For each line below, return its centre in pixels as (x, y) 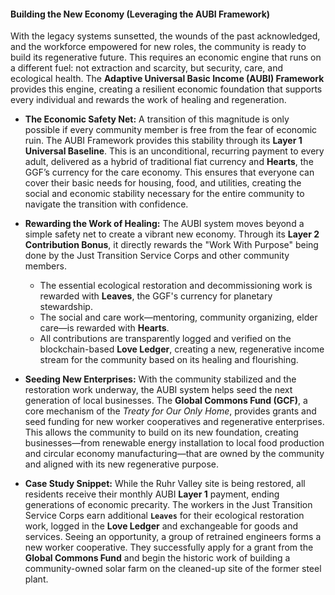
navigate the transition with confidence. (106, 204)
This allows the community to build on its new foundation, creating (161, 432)
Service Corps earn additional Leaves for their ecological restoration (164, 516)
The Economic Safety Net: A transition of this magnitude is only (157, 119)
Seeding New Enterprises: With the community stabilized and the (160, 379)
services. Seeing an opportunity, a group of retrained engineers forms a (173, 537)
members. (45, 266)
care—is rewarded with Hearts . (104, 328)
